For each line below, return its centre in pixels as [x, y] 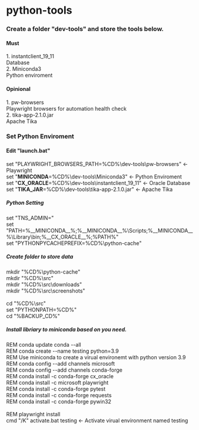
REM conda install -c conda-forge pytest [56, 389]
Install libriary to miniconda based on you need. [67, 329]
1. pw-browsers [25, 102]
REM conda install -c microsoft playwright [57, 382]
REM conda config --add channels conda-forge [64, 370]
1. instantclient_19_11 [30, 57]
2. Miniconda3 [24, 69]
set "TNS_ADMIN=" [30, 218]
